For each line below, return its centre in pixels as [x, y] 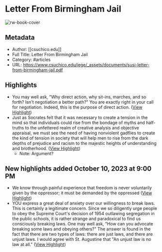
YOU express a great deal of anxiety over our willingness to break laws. [83, 203]
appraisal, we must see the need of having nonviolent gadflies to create [83, 133]
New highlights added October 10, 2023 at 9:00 [78, 168]
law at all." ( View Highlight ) [39, 244]
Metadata [20, 38]
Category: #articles [31, 60]
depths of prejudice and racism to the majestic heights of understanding [84, 143]
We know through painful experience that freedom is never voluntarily [82, 188]
